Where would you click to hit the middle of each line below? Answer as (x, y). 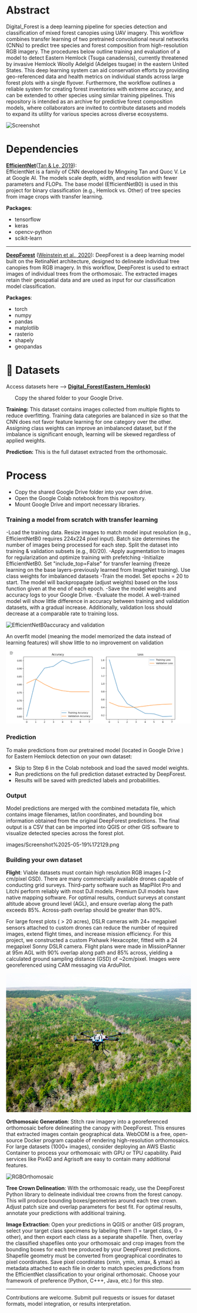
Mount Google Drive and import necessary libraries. (77, 504)
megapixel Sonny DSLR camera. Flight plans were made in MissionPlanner (96, 946)
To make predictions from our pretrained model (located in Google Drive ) (95, 750)
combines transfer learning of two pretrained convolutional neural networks (97, 39)
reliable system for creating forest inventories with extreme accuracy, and (95, 89)
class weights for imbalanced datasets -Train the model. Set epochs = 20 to (98, 576)
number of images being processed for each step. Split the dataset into (92, 545)
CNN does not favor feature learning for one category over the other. (89, 421)
